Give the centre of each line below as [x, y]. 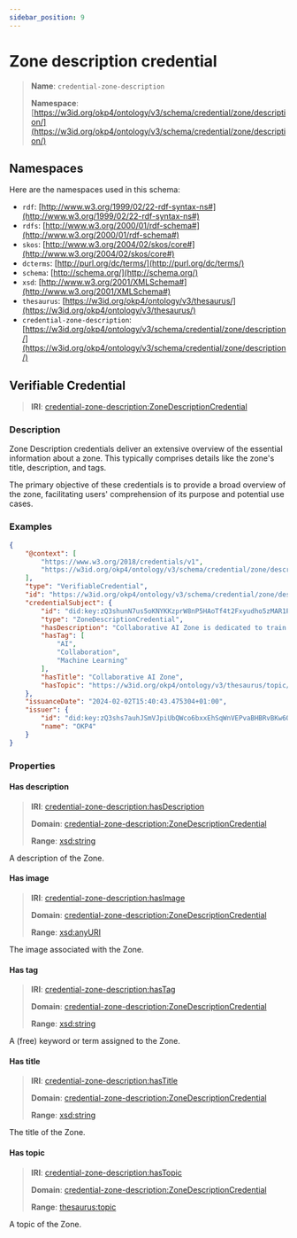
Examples [31, 526]
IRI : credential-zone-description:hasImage [108, 898]
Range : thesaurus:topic [73, 1207]
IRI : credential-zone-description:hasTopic [107, 1172]
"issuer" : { [47, 710]
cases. [21, 504]
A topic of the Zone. [46, 1224]
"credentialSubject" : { [69, 603]
